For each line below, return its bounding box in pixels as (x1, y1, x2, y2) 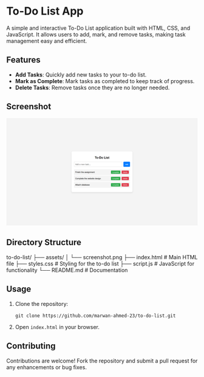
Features (6, 55, 41, 65)
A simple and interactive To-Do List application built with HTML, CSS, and (6, 24, 191, 32)
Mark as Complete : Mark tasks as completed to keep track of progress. (15, 77, 195, 84)
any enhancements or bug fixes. (6, 363, 87, 371)
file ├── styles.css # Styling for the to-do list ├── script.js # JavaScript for (6, 260, 195, 267)
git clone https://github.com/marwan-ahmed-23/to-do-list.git (15, 313, 176, 319)
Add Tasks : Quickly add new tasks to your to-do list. (15, 71, 147, 78)
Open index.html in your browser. (15, 323, 100, 330)
